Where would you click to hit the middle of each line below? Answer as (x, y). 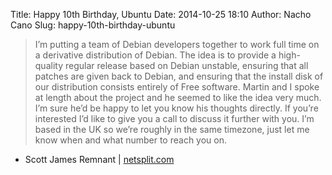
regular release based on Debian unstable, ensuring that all (186, 65)
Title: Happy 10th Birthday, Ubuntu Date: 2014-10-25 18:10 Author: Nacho (161, 14)
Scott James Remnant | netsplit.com (99, 159)
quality (49, 65)
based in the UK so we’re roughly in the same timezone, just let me (172, 129)
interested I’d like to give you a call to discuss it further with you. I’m (174, 118)
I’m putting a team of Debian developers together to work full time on (177, 44)
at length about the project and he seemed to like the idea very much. (178, 97)
